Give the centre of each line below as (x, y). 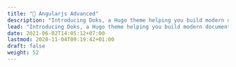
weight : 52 (23, 53)
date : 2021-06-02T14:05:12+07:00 (56, 33)
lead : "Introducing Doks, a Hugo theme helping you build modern (105, 27)
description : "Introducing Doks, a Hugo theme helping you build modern (116, 20)
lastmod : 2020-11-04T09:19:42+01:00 (61, 40)
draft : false (26, 46)
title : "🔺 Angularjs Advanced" (53, 14)
